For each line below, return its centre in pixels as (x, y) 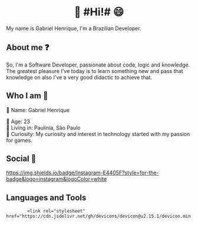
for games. (19, 140)
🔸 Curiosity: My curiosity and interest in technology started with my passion (98, 134)
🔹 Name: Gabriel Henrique (38, 110)
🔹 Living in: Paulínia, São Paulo (43, 128)
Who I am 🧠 (27, 96)
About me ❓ (28, 47)
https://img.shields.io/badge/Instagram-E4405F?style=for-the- (82, 173)
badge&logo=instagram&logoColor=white (57, 179)
